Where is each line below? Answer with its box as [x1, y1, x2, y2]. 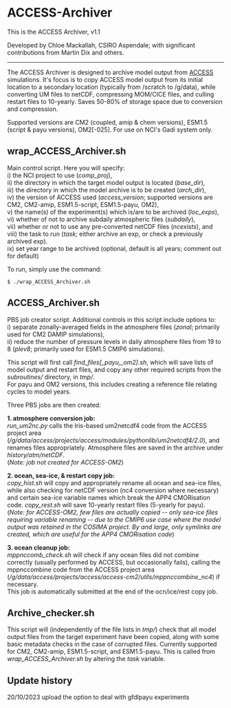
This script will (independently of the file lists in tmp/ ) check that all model [7, 625, 217, 634]
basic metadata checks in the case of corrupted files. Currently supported [7, 640, 217, 649]
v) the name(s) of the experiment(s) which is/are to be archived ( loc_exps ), [7, 208, 219, 216]
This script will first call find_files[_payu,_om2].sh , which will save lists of [7, 358, 214, 366]
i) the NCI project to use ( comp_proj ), [7, 171, 113, 179]
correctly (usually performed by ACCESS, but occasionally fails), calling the [7, 558, 221, 566]
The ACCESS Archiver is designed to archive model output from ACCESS [7, 68, 214, 77]
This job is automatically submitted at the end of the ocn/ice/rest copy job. [7, 587, 218, 596]
